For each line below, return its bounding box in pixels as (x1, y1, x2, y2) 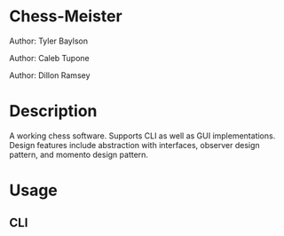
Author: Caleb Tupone (9, 52, 91, 63)
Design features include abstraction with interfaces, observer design (9, 139, 260, 150)
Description (9, 101, 98, 122)
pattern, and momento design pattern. (9, 149, 149, 160)
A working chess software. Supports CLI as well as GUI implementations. (9, 130, 276, 141)
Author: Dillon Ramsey (9, 69, 91, 81)
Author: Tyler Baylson (9, 35, 89, 46)
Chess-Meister (9, 6, 122, 27)
